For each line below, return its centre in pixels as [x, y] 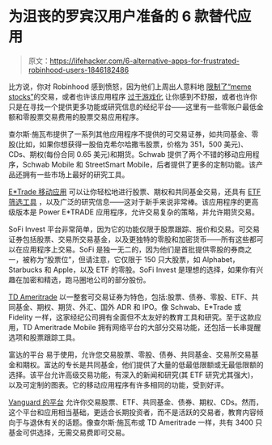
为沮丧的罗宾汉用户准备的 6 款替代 [123, 17]
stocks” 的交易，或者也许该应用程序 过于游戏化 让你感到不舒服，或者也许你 [133, 96]
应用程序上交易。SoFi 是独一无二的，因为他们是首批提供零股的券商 [134, 249]
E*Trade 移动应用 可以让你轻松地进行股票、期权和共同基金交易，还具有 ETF [135, 192]
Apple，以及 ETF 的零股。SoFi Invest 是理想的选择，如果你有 [155, 269]
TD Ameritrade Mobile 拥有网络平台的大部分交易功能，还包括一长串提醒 [142, 327]
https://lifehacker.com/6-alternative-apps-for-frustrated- [145, 61]
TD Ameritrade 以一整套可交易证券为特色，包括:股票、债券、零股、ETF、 [130, 297]
